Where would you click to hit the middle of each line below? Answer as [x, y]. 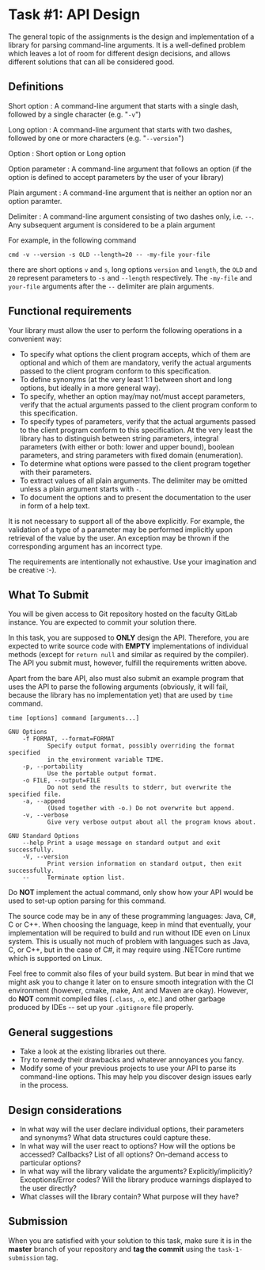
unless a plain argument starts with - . [80, 488]
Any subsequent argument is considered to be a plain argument [112, 224]
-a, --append [44, 801]
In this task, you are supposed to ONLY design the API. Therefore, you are [129, 638]
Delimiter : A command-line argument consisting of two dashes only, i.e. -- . [131, 216]
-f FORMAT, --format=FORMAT [68, 739]
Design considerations [65, 1110]
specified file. [35, 794]
